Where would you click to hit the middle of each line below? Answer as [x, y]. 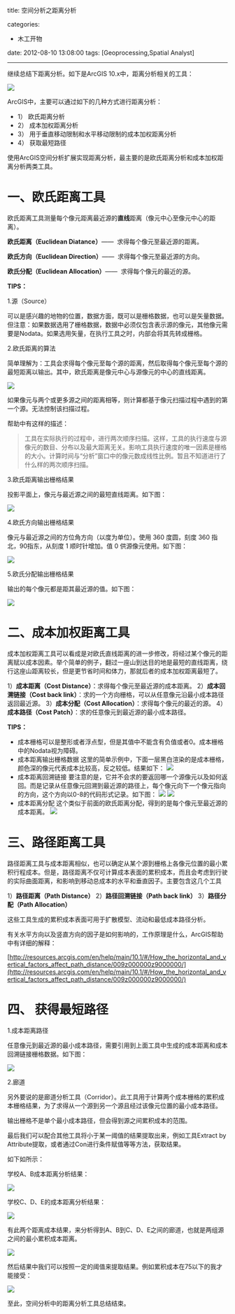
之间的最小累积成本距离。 [44, 1238]
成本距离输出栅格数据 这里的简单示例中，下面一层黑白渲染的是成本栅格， [122, 759]
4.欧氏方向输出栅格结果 [41, 522]
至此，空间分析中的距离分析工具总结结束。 [69, 1303]
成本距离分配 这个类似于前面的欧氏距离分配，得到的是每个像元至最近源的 [122, 803]
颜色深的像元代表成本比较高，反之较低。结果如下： [91, 768]
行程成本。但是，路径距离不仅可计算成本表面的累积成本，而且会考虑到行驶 [120, 872]
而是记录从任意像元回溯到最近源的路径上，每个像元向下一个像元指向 [128, 785]
